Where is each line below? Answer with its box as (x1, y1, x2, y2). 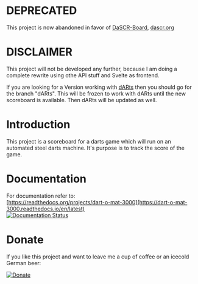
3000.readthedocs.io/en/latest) (6, 205, 85, 212)
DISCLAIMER (6, 45, 73, 59)
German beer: (6, 259, 41, 266)
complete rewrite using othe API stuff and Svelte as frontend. (6, 71, 160, 79)
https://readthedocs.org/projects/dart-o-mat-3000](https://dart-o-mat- (8, 198, 188, 206)
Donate (6, 232, 44, 246)
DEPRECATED (6, 4, 77, 18)
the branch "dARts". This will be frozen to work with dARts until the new (6, 89, 186, 97)
